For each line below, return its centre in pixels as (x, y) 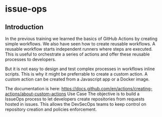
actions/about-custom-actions (36, 94)
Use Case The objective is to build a (103, 94)
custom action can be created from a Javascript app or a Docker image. (77, 79)
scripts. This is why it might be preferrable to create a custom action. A (76, 74)
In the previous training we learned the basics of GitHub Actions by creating (81, 39)
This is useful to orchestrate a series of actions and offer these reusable (77, 54)
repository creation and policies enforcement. (51, 109)
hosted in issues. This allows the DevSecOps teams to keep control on (76, 104)
